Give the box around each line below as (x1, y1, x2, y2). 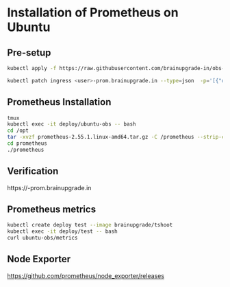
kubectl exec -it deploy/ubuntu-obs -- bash (7, 121, 136, 128)
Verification (7, 165, 59, 177)
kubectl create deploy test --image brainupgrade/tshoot (7, 222, 173, 229)
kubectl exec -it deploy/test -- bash (7, 228, 118, 235)
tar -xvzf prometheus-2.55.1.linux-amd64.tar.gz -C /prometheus (7, 134, 194, 141)
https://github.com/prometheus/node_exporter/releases (7, 271, 164, 279)
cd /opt (7, 127, 29, 135)
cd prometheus (7, 140, 48, 147)
